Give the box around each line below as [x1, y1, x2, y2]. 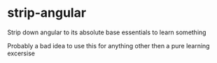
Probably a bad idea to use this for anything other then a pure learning [7, 41, 210, 50]
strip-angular [7, 5, 86, 21]
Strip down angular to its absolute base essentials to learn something [7, 28, 206, 36]
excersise [7, 49, 35, 57]
